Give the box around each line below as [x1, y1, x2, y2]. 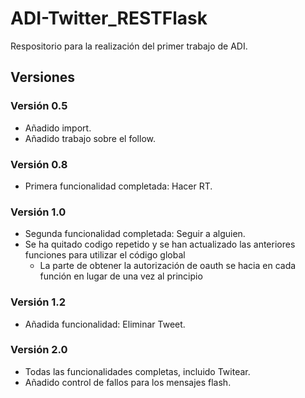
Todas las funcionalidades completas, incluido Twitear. [24, 365, 251, 377]
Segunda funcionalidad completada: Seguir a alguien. [24, 228, 246, 240]
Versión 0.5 [10, 99, 68, 113]
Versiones [10, 69, 76, 86]
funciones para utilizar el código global [24, 249, 186, 261]
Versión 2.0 [10, 343, 68, 357]
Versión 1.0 [10, 205, 67, 219]
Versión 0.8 [10, 157, 68, 171]
